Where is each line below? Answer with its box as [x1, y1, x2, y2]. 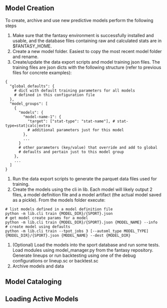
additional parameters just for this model [31, 127, 124, 132]
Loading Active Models [5, 294, 78, 303]
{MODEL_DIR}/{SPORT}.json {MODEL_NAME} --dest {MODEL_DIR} [5, 233, 131, 238]
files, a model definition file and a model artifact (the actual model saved [12, 191, 161, 197]
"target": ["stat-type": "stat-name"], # [27, 119, 115, 124]
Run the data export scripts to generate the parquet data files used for [12, 175, 157, 182]
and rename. [12, 54, 39, 60]
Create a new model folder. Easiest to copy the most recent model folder [12, 48, 162, 54]
